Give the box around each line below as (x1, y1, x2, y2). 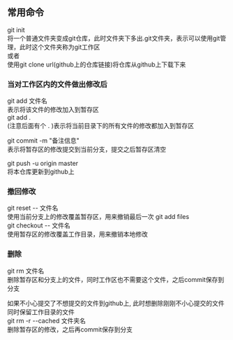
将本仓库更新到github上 (7, 167, 75, 176)
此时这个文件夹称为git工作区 (19, 43, 100, 51)
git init (7, 25, 26, 34)
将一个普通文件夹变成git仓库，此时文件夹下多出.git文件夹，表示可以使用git (7, 34, 220, 42)
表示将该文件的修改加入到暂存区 (7, 106, 99, 114)
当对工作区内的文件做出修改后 (7, 79, 108, 89)
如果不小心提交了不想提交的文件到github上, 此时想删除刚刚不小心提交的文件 (7, 299, 225, 307)
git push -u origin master (7, 160, 79, 168)
